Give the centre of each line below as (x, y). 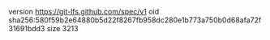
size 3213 (62, 28)
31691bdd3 (27, 28)
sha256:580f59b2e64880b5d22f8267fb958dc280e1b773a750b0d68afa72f (135, 20)
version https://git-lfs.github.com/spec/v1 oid (84, 12)
